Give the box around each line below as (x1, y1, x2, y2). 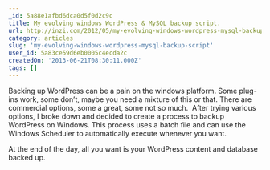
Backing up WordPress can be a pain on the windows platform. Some (8, 86, 238, 95)
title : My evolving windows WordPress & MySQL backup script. (8, 19, 221, 27)
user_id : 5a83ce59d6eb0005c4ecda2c (8, 49, 128, 57)
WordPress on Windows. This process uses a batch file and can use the (8, 119, 247, 129)
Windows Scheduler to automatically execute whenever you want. (8, 128, 227, 138)
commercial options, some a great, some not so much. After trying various (8, 103, 256, 112)
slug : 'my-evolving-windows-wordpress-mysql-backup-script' (8, 42, 215, 50)
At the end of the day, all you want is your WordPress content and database (8, 144, 259, 153)
